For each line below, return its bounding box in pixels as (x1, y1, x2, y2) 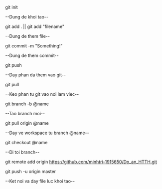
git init (5, 4, 18, 10)
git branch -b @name (5, 101, 49, 107)
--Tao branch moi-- (5, 111, 45, 116)
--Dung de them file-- (5, 33, 50, 39)
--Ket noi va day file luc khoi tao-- (5, 178, 75, 184)
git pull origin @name (5, 120, 49, 126)
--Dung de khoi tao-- (5, 14, 49, 19)
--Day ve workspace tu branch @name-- (5, 130, 89, 136)
